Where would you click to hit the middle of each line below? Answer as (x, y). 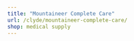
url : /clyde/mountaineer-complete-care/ (68, 20)
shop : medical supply (39, 26)
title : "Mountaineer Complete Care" (61, 14)
